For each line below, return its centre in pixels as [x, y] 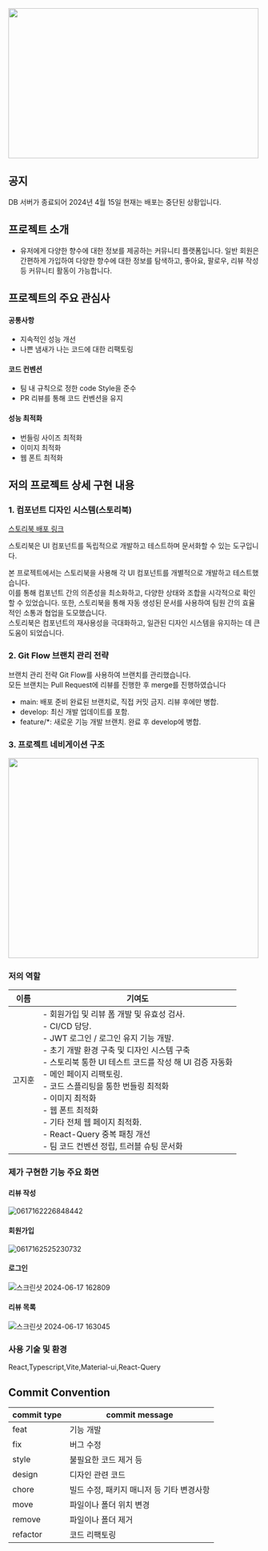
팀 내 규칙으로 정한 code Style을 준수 [78, 388]
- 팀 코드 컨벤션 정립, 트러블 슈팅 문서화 [113, 1146]
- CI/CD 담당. [67, 1026]
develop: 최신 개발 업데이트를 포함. [74, 711]
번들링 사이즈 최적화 [51, 437]
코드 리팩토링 [93, 1535]
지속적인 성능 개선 [48, 339]
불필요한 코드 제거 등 [106, 1460]
